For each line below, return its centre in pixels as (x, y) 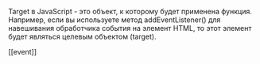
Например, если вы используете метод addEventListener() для (114, 20)
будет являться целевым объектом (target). (82, 36)
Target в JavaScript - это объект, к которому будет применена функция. (130, 11)
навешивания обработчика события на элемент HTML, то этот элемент (130, 28)
